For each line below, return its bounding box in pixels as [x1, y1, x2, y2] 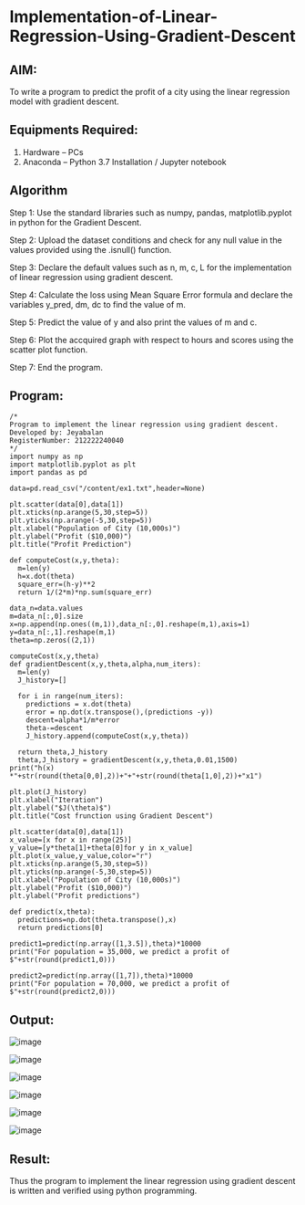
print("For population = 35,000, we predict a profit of [9, 948, 230, 957]
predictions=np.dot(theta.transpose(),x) [17, 916, 178, 925]
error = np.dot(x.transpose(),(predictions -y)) [25, 707, 214, 718]
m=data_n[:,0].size [9, 612, 84, 622]
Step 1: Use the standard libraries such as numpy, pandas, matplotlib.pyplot [9, 207, 292, 218]
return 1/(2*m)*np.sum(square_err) [17, 588, 153, 597]
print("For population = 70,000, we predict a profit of [9, 980, 230, 989]
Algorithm [9, 183, 68, 198]
